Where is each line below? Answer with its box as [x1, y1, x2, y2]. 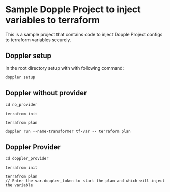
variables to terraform [5, 14, 100, 26]
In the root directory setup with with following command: [5, 65, 124, 71]
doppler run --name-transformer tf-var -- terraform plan [5, 129, 131, 134]
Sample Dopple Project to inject [5, 4, 141, 15]
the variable [5, 183, 33, 188]
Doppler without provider [5, 89, 87, 97]
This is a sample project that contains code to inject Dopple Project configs [5, 31, 163, 37]
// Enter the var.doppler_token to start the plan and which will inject [5, 178, 165, 184]
